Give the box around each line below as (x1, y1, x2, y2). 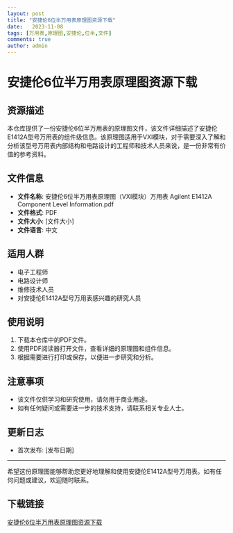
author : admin (7, 42, 49, 49)
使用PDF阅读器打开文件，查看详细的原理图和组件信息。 (17, 345, 175, 353)
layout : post (7, 10, 45, 17)
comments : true (7, 36, 51, 43)
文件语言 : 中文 (17, 225, 58, 233)
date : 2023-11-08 (7, 23, 64, 30)
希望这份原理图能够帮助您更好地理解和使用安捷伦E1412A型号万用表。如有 (7, 467, 216, 476)
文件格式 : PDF (17, 208, 58, 216)
